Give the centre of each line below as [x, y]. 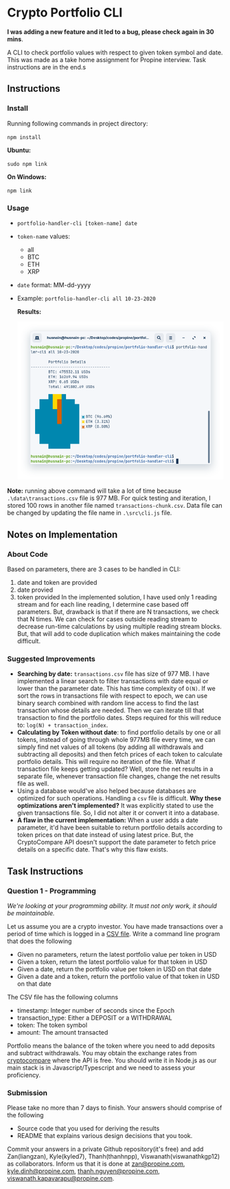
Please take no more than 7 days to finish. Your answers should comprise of [115, 1108]
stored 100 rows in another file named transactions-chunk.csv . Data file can [115, 506]
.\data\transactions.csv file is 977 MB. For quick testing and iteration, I [109, 498]
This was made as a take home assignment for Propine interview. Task [106, 59]
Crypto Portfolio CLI [65, 13]
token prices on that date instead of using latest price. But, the [105, 835]
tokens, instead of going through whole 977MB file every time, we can [116, 740]
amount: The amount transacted [62, 1033]
